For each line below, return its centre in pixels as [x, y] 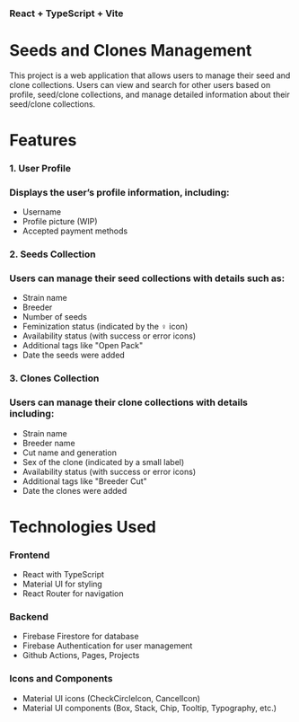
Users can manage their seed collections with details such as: [147, 278]
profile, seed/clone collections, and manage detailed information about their [149, 94]
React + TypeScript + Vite [66, 13]
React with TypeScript [63, 575]
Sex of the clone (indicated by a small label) [103, 462]
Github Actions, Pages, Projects [81, 656]
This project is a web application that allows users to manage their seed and [150, 75]
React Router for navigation [73, 594]
